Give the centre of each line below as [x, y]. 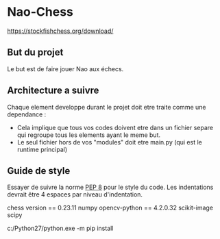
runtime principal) [42, 149]
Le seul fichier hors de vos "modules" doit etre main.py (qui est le [109, 142]
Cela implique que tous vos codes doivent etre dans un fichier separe [115, 127]
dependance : [27, 114]
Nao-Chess [40, 12]
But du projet [35, 52]
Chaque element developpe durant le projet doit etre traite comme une [107, 107]
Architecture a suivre [53, 91]
